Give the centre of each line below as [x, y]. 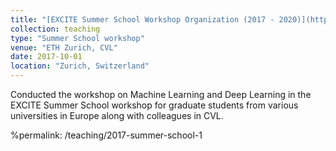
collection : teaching [55, 29]
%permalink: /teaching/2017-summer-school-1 [106, 135]
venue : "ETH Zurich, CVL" [64, 47]
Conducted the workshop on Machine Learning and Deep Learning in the [161, 94]
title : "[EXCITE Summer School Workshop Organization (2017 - [142, 19]
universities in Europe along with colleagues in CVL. [117, 115]
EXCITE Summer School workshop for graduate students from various [154, 105]
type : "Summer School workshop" [77, 38]
